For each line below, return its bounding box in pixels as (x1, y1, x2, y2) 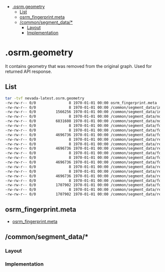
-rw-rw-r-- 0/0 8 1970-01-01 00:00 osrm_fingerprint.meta (5, 100, 157, 105)
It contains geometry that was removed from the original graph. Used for (5, 63, 152, 69)
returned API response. (5, 68, 53, 74)
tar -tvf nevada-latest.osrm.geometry (5, 95, 84, 101)
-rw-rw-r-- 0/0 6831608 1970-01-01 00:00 (5, 119, 109, 124)
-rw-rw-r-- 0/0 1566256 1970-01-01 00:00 (5, 110, 109, 115)
